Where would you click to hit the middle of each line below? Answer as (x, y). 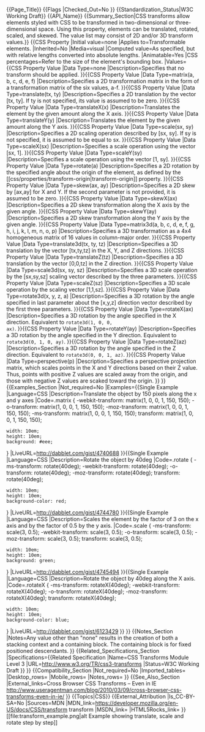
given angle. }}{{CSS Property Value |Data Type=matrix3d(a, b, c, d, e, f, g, (101, 224)
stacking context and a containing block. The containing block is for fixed (99, 644)
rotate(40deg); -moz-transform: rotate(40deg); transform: (107, 473)
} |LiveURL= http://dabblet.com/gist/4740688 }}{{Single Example (88, 453)
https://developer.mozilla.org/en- (137, 703)
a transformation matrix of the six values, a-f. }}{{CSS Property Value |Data (101, 88)
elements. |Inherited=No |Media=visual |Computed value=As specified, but (101, 48)
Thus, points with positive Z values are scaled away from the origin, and (97, 374)
